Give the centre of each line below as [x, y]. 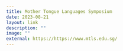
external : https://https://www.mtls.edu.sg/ [62, 39]
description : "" [26, 28]
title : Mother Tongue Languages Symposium [59, 11]
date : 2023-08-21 [27, 17]
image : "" [18, 33]
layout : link [22, 22]
